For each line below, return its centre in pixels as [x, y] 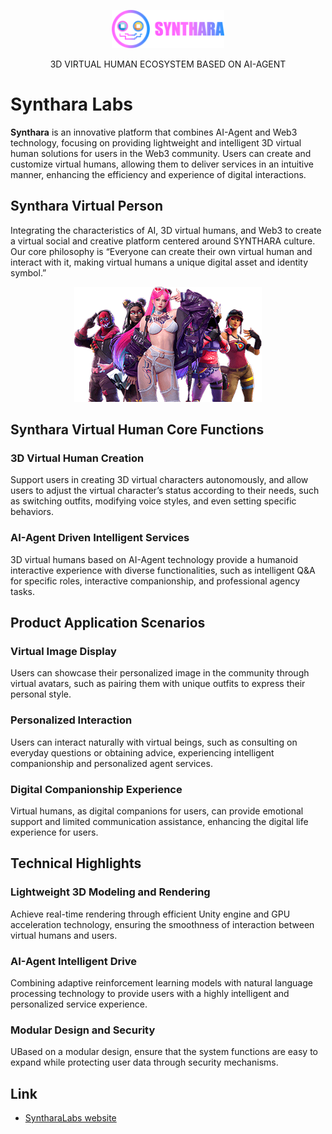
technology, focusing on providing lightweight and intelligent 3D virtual [156, 142]
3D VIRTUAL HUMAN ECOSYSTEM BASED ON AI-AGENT [168, 64]
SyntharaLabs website [70, 1118]
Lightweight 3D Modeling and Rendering [110, 892]
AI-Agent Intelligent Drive [73, 961]
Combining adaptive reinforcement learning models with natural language [161, 982]
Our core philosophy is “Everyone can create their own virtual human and [161, 251]
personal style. [41, 694]
